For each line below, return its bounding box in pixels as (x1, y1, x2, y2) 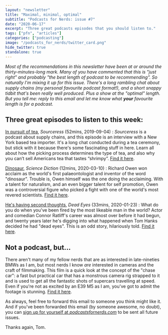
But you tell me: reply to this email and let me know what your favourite (5, 95, 153, 101)
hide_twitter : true (5, 45, 46, 50)
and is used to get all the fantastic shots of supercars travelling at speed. (5, 278, 156, 284)
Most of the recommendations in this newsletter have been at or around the (5, 63, 162, 70)
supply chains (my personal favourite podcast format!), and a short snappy (5, 85, 161, 91)
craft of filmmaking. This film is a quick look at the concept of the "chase (5, 267, 155, 274)
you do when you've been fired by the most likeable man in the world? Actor (5, 207, 163, 213)
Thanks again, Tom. (5, 324, 46, 330)
